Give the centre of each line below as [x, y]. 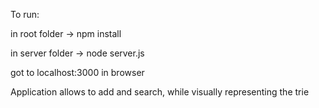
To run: [25, 14]
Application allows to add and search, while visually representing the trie [160, 92]
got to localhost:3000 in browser [77, 72]
